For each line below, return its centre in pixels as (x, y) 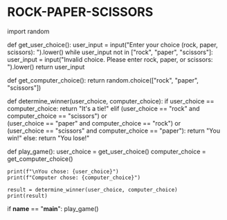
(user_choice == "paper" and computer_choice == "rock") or (94, 123)
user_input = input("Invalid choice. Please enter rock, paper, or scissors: (110, 59)
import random (28, 31)
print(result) (28, 196)
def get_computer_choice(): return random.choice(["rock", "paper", (103, 80)
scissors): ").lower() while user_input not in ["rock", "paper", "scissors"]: (110, 52)
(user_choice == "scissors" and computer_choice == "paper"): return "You (113, 130)
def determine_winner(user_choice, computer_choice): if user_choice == (111, 101)
